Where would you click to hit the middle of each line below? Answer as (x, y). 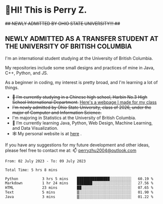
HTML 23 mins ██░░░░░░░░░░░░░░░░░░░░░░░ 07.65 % (79, 188)
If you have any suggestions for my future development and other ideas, (77, 145)
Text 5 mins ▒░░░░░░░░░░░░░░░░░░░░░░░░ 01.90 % (79, 192)
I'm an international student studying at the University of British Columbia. (79, 58)
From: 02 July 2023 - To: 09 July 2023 (45, 161)
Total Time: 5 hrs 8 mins (31, 170)
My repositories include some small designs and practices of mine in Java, (80, 67)
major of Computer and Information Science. (57, 112)
